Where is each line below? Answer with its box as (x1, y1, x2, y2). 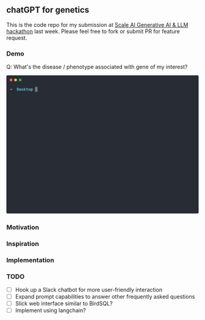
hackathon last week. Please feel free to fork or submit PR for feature (6, 27, 180, 35)
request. (6, 34, 27, 42)
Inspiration (6, 239, 40, 248)
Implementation (6, 256, 55, 264)
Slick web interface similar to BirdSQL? (15, 300, 113, 307)
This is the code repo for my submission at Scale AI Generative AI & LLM (6, 21, 189, 28)
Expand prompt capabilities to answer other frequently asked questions (15, 293, 195, 300)
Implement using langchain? (15, 307, 87, 314)
